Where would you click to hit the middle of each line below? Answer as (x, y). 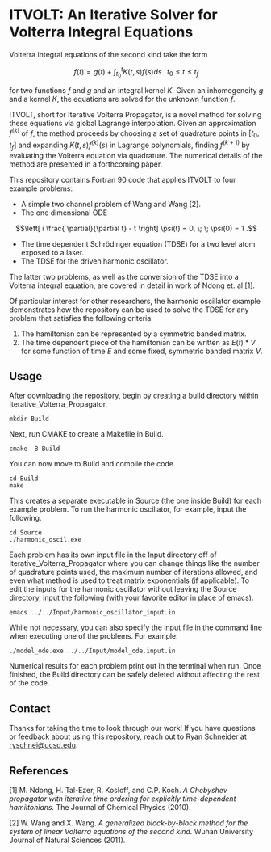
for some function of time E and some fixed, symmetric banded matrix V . (142, 351)
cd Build (24, 479)
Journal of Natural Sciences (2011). (67, 840)
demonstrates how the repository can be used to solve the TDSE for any (129, 310)
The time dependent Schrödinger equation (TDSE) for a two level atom (138, 243)
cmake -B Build (35, 449)
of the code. (29, 683)
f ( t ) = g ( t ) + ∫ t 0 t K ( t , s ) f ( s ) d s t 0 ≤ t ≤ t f (136, 72)
